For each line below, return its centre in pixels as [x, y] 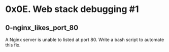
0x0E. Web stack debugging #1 [72, 9]
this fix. [13, 45]
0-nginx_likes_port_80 [42, 28]
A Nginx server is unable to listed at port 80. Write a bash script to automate [85, 39]
